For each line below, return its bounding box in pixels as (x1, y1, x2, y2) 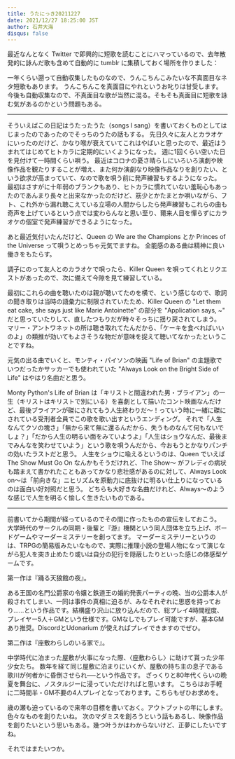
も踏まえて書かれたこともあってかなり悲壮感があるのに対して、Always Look (7, 467, 227, 476)
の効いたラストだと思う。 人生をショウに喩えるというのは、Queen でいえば (7, 450, 225, 458)
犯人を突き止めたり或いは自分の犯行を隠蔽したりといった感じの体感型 (19, 550, 222, 559)
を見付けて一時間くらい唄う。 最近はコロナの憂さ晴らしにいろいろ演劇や (7, 156, 218, 165)
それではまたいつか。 (7, 744, 69, 753)
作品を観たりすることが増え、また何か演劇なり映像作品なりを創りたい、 (13, 165, 222, 174)
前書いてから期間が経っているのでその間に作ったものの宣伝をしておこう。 (7, 515, 221, 524)
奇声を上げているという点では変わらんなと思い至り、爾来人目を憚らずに (7, 209, 215, 217)
